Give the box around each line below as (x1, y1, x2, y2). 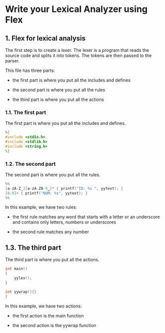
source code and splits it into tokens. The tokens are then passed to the (5, 52, 152, 58)
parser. (5, 58, 20, 63)
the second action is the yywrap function (12, 322, 96, 328)
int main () (5, 266, 28, 272)
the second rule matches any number (12, 229, 89, 235)
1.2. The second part (5, 160, 56, 167)
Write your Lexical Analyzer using (5, 3, 148, 15)
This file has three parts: (5, 67, 55, 73)
